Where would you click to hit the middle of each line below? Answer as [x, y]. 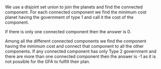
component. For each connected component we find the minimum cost [76, 12]
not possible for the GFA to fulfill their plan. [48, 62]
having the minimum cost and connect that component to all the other [74, 46]
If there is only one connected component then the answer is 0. [68, 32]
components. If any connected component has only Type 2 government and [81, 51]
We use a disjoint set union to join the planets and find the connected [74, 7]
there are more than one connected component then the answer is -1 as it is [80, 56]
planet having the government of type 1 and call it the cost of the [69, 17]
